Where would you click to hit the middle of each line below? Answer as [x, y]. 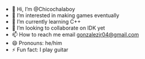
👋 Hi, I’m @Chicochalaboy [43, 9]
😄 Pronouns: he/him [37, 43]
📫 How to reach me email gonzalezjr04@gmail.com [75, 35]
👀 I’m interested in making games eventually [65, 15]
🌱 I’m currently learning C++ [46, 22]
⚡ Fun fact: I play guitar [40, 50]
